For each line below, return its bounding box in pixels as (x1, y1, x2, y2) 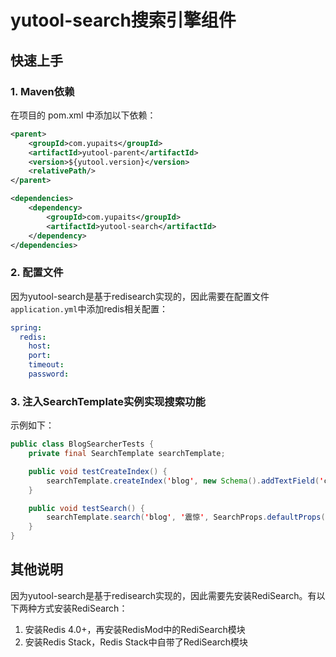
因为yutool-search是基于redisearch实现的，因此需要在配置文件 (10, 290, 270, 302)
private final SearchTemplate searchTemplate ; (28, 449, 226, 459)
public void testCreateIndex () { (28, 466, 168, 476)
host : (28, 341, 52, 351)
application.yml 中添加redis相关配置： (10, 302, 168, 315)
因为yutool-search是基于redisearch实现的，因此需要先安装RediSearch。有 (10, 589, 317, 601)
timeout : (28, 360, 65, 370)
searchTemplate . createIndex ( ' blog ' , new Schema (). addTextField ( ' (46, 476, 325, 486)
